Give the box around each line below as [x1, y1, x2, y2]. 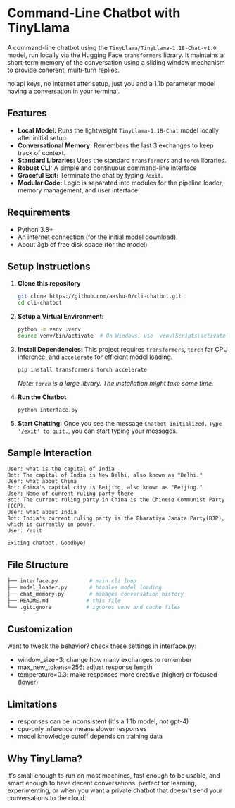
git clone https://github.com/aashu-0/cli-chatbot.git [17, 293, 182, 300]
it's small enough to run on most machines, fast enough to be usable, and [7, 771, 220, 780]
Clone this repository [17, 279, 81, 288]
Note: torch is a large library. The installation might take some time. [17, 379, 214, 387]
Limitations [7, 698, 58, 710]
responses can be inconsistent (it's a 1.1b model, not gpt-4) [17, 717, 189, 726]
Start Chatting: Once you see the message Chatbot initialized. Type [17, 419, 222, 427]
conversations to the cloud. [7, 794, 87, 802]
